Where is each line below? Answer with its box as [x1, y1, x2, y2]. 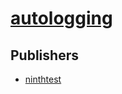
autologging [10, 7, 113, 30]
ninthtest [24, 73, 62, 85]
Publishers [10, 47, 79, 64]
